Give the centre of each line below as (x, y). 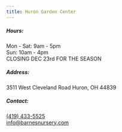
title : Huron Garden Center (41, 12)
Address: (18, 72)
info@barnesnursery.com (38, 122)
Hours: (15, 31)
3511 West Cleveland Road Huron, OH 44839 (61, 87)
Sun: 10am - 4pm (28, 52)
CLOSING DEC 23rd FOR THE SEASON (54, 59)
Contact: (17, 101)
